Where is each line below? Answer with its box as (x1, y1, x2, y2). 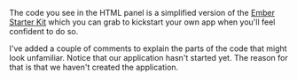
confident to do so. (9, 26, 79, 36)
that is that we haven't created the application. (9, 62, 179, 72)
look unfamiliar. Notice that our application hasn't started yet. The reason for (9, 53, 288, 63)
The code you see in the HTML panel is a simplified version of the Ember (9, 8, 275, 18)
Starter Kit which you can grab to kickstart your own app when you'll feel (9, 17, 276, 27)
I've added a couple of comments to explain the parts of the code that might (9, 43, 287, 54)
